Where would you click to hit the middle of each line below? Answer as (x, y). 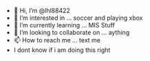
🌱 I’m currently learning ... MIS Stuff (64, 25)
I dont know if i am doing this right (62, 50)
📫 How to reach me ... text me (57, 40)
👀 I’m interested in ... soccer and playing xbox (78, 18)
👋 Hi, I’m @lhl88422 (42, 11)
